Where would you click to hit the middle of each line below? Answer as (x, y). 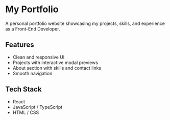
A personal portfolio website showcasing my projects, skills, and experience (85, 23)
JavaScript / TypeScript (38, 107)
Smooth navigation (32, 73)
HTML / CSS (26, 112)
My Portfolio (32, 9)
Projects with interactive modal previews (55, 63)
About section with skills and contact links (57, 68)
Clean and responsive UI (39, 57)
